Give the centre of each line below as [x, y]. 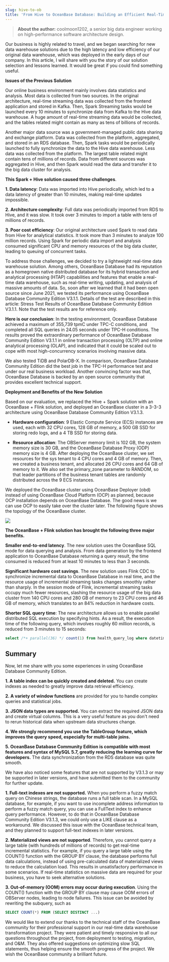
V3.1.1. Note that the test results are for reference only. [61, 309]
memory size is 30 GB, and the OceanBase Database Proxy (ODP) [81, 448]
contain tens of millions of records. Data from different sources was [75, 158]
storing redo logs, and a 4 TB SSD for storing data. [65, 433]
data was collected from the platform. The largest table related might [76, 153]
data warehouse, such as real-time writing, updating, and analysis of [86, 282]
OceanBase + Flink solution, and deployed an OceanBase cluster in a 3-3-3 [83, 407]
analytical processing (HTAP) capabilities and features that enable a [75, 277]
